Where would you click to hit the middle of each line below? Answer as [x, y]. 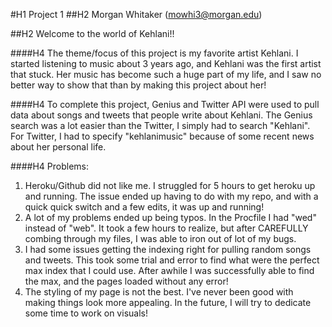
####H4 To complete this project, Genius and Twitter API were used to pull [165, 104]
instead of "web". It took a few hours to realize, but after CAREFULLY [166, 228]
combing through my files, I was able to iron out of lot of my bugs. [160, 238]
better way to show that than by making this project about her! [138, 85]
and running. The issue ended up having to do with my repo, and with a [171, 196]
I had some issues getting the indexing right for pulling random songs [168, 249]
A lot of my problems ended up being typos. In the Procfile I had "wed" [170, 217]
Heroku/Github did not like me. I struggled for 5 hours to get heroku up [170, 185]
